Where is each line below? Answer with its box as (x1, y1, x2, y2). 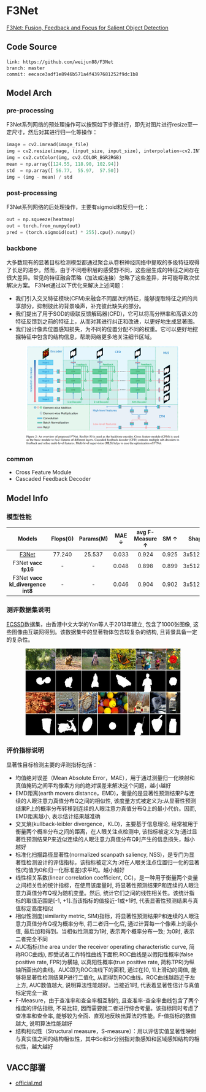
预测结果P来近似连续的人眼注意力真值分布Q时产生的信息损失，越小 (26, 836, 195, 843)
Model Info (6, 493, 48, 504)
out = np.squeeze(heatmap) (6, 216, 75, 222)
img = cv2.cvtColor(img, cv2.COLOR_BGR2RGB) (6, 155, 122, 161)
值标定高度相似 (15, 905, 53, 912)
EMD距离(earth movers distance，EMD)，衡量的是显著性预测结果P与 (15, 790, 189, 797)
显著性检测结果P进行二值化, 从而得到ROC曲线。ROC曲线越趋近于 (26, 974, 190, 981)
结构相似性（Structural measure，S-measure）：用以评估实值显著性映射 (15, 1028, 197, 1035)
